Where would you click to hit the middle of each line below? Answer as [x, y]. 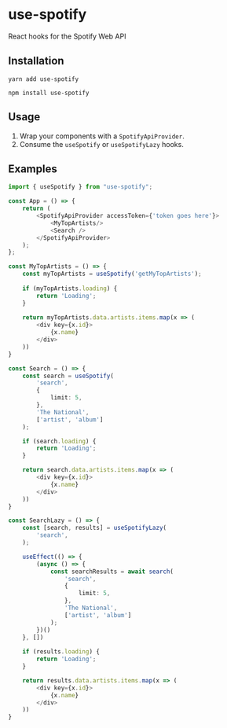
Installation [36, 61]
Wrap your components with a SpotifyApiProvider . [102, 136]
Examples [33, 169]
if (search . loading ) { [59, 441]
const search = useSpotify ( [68, 376]
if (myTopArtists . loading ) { [70, 289]
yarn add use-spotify [44, 79]
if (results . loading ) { [61, 652]
